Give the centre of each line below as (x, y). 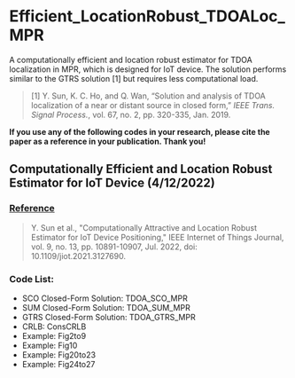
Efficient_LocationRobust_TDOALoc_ (147, 16)
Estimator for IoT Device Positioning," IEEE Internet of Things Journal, (157, 237)
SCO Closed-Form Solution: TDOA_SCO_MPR (105, 298)
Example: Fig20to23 (58, 354)
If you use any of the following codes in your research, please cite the (140, 131)
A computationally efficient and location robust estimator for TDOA (131, 59)
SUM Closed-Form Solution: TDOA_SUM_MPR (106, 307)
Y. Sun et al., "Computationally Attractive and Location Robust (144, 227)
